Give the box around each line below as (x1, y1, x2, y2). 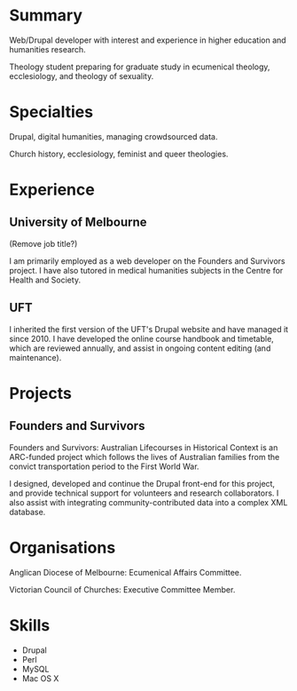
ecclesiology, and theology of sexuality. (9, 70, 154, 81)
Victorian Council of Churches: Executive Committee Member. (9, 584, 236, 595)
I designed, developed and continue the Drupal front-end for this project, (9, 478, 276, 488)
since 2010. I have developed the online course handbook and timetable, (9, 333, 275, 344)
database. (9, 506, 46, 517)
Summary (9, 5, 82, 26)
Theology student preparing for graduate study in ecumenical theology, (9, 61, 270, 72)
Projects (9, 383, 73, 403)
